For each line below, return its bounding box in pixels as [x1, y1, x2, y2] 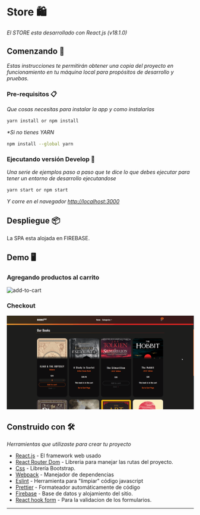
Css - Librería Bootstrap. [15, 465, 76, 472]
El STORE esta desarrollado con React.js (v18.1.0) [7, 29, 128, 36]
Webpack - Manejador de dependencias [15, 471, 115, 478]
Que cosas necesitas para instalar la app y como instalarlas [7, 106, 155, 113]
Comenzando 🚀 [7, 46, 65, 56]
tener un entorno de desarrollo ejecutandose [7, 175, 116, 182]
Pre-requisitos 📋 [7, 90, 57, 98]
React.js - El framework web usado [15, 452, 101, 459]
